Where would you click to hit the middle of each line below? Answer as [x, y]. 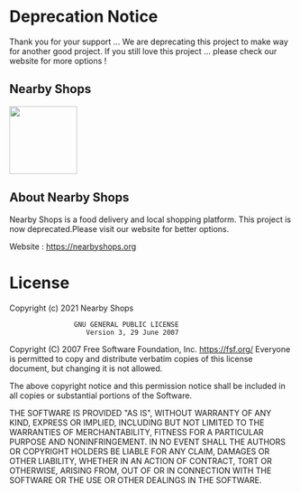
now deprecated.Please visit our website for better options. [119, 228]
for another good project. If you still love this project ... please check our [143, 51]
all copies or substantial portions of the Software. [100, 395]
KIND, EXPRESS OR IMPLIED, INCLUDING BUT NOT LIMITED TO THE [137, 423]
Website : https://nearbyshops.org [73, 246]
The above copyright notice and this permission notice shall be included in [147, 386]
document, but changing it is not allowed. [86, 368]
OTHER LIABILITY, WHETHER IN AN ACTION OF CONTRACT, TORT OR [141, 460]
